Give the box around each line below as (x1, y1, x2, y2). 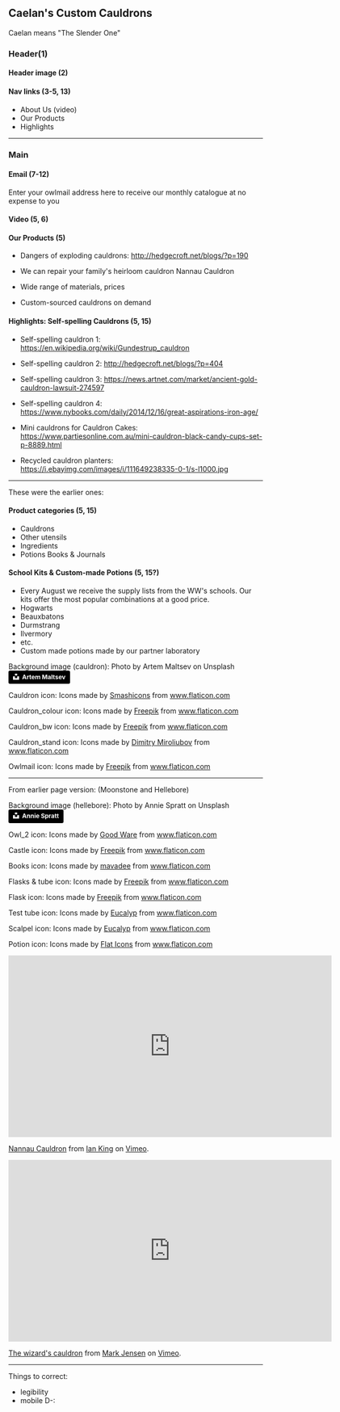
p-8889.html (19, 439, 62, 449)
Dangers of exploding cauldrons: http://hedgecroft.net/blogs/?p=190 (19, 250, 249, 261)
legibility (19, 1387, 48, 1397)
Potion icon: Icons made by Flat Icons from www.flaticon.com (8, 939, 213, 948)
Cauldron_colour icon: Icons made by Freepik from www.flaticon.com (8, 706, 239, 716)
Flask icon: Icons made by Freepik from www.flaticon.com (8, 892, 202, 901)
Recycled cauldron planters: (19, 456, 114, 465)
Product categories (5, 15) (8, 506, 97, 515)
